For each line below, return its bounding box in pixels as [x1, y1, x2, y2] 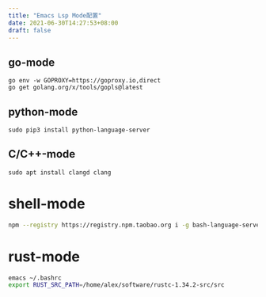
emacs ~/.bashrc [8, 274, 62, 282]
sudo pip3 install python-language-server [8, 126, 150, 134]
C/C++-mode [8, 147, 76, 161]
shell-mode [8, 195, 85, 212]
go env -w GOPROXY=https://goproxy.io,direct [8, 77, 161, 85]
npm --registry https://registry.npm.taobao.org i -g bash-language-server [8, 221, 264, 229]
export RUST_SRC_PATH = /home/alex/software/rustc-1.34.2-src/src [8, 281, 225, 289]
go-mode [8, 55, 55, 69]
